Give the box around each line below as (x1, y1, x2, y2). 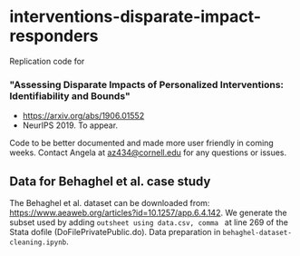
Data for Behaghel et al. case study (9, 173, 211, 189)
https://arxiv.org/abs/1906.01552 (22, 111, 145, 122)
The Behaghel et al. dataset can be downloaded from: (9, 198, 210, 209)
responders (9, 25, 99, 46)
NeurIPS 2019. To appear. (22, 120, 119, 131)
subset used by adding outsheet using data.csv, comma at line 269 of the (9, 217, 288, 228)
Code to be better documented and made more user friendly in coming (9, 138, 274, 149)
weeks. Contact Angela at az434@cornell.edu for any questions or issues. (9, 147, 287, 158)
